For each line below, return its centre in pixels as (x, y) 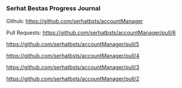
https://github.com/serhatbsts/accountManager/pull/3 (73, 67)
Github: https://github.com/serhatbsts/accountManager (75, 21)
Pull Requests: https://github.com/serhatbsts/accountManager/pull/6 (91, 33)
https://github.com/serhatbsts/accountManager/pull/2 (73, 79)
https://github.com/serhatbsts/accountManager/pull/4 (73, 56)
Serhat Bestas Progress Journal (53, 8)
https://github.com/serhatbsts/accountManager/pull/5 (73, 44)
